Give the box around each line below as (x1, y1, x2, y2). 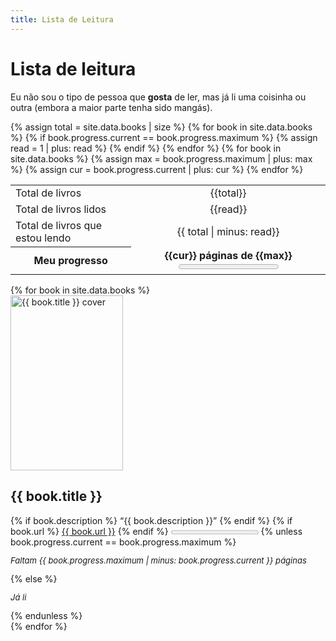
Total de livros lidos (15, 202, 107, 216)
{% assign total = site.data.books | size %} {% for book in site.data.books (10, 121, 313, 133)
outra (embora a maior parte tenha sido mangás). (10, 101, 213, 113)
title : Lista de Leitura (10, 14, 114, 25)
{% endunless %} (10, 609, 83, 621)
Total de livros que (15, 218, 102, 232)
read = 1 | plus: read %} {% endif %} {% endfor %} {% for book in (10, 142, 282, 154)
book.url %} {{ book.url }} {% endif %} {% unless (10, 525, 303, 537)
